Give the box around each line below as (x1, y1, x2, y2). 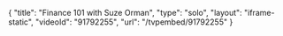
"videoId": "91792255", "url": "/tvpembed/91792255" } (35, 17, 233, 27)
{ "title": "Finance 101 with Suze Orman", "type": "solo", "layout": (8, 8, 242, 18)
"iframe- (243, 8, 275, 18)
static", (8, 17, 34, 27)
